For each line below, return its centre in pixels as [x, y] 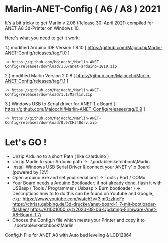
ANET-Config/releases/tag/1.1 [35, 81]
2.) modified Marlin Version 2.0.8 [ [40, 75]
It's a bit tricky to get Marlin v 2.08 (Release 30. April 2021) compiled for [79, 23]
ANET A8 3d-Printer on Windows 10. [43, 28]
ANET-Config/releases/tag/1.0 [36, 53]
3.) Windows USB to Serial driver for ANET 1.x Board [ [60, 104]
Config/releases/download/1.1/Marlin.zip [49, 94]
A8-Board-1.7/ [27, 215]
